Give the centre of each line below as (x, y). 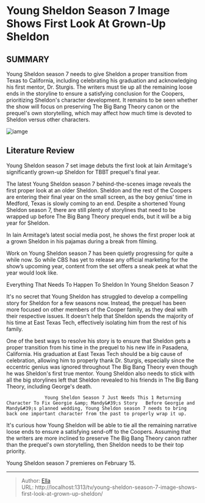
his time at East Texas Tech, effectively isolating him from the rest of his (97, 322)
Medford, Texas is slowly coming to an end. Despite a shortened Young (96, 203)
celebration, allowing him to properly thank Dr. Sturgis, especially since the (100, 360)
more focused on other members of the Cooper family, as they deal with (97, 309)
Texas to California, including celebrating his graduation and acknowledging (102, 81)
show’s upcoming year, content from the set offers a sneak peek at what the (102, 266)
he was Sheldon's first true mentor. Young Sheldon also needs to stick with (101, 373)
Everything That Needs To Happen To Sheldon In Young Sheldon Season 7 (100, 284)
